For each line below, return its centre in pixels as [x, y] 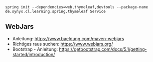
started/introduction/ [34, 54]
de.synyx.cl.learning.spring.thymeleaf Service [56, 11]
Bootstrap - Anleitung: [35, 49]
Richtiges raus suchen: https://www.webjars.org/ [63, 44]
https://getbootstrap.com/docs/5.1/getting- [103, 49]
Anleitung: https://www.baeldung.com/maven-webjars [68, 38]
